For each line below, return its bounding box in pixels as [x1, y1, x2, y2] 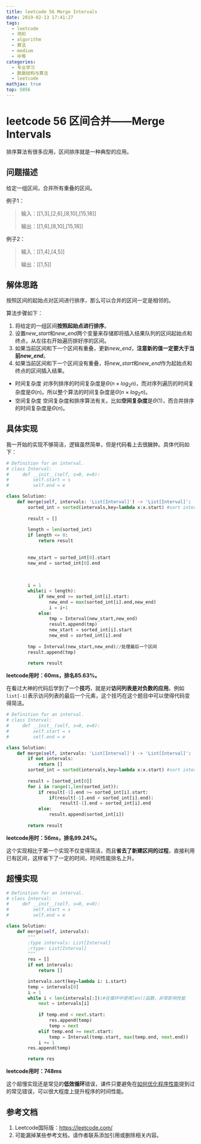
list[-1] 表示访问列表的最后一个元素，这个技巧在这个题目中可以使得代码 [6, 692, 185, 700]
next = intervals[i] [38, 1001, 90, 1007]
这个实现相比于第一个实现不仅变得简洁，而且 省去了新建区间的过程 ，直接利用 [6, 847, 195, 854]
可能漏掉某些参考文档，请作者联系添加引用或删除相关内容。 [14, 1131, 162, 1139]
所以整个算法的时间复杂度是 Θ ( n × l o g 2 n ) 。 [47, 389, 151, 397]
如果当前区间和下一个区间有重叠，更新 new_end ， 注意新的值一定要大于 [14, 345, 190, 352]
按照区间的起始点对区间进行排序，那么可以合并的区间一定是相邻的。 [6, 297, 174, 304]
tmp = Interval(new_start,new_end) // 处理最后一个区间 [28, 643, 157, 650]
